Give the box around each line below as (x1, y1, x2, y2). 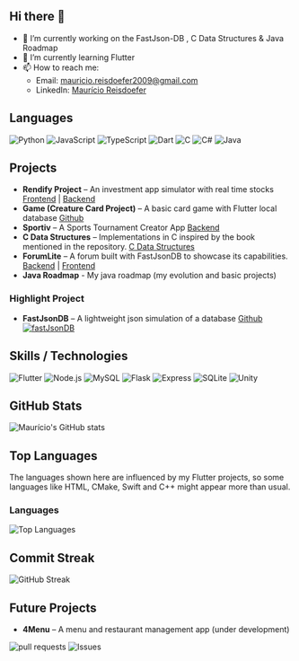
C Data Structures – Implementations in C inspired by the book (22, 232, 256, 242)
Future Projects (9, 600, 97, 615)
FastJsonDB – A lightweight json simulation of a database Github (22, 313, 263, 323)
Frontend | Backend (22, 194, 96, 205)
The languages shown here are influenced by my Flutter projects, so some (9, 472, 285, 483)
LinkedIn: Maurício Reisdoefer (35, 84, 146, 95)
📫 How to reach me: (22, 62, 100, 73)
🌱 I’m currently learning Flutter (22, 51, 136, 63)
